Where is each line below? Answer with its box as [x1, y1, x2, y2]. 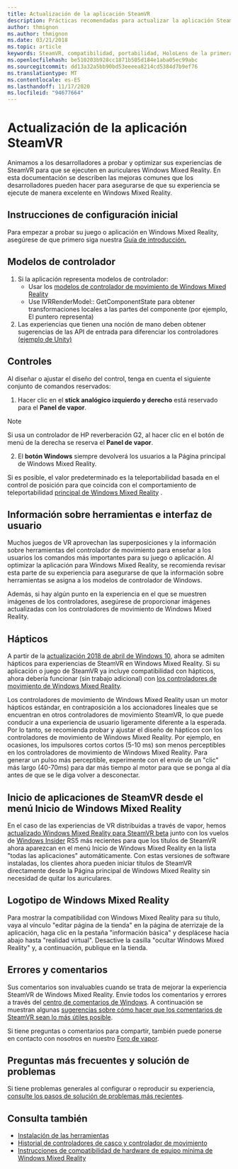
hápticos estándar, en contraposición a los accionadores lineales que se [7, 703, 218, 712]
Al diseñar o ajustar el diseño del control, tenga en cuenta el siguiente [7, 374, 211, 383]
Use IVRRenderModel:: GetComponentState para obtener [28, 297, 195, 305]
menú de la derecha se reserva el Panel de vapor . [7, 438, 154, 446]
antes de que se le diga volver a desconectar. [7, 771, 140, 779]
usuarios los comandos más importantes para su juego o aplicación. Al [7, 553, 214, 562]
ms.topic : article [7, 43, 62, 50]
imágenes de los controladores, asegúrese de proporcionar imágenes [7, 597, 211, 606]
